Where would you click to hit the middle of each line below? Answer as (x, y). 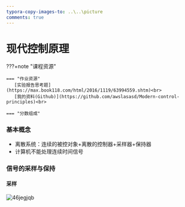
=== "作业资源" (23, 79)
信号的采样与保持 (31, 168)
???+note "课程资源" (31, 66)
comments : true (25, 17)
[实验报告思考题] (33, 85)
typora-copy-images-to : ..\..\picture (54, 12)
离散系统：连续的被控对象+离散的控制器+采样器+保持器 (83, 144)
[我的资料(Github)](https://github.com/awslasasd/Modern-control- (97, 97)
